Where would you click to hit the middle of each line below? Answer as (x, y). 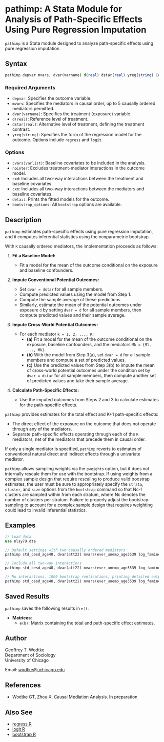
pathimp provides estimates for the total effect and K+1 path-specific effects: (82, 414)
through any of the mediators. (42, 429)
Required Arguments (30, 87)
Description (23, 220)
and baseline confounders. (46, 270)
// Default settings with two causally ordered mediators (65, 550)
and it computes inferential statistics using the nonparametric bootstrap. (78, 237)
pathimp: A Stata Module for (63, 9)
